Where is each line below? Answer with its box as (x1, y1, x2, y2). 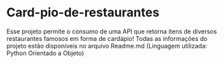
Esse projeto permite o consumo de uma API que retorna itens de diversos (6, 27, 217, 35)
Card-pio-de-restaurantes (6, 5, 159, 20)
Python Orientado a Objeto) (6, 49, 85, 57)
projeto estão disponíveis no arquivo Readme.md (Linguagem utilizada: (6, 42, 208, 50)
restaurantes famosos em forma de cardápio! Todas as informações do (6, 34, 208, 42)
